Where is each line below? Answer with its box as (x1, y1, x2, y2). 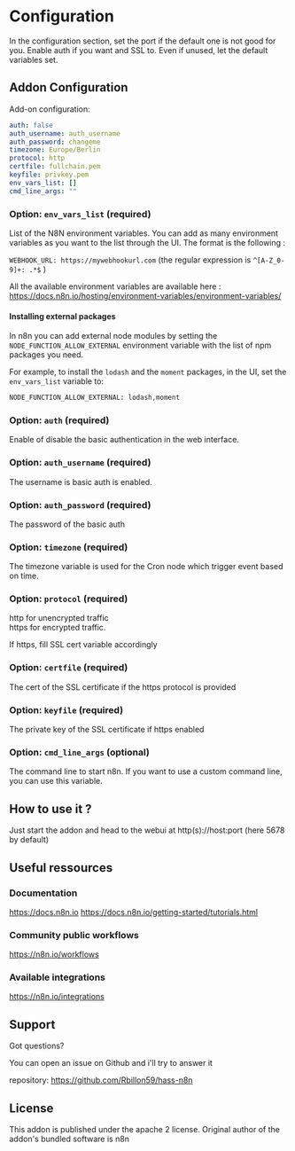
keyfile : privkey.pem (9, 170, 89, 179)
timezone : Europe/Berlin (9, 145, 101, 154)
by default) (9, 834, 50, 845)
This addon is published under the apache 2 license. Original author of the (9, 1124, 281, 1135)
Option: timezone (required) (9, 541, 128, 553)
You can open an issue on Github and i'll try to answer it (9, 1058, 213, 1069)
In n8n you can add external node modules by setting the (9, 331, 218, 341)
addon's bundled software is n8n (9, 1133, 130, 1145)
